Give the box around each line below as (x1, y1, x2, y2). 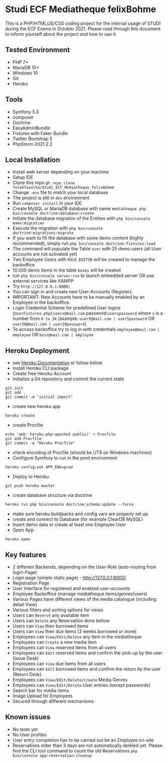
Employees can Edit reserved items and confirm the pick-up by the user (12, 650, 162, 656)
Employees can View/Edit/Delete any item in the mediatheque (12, 634, 142, 640)
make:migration (12, 221, 45, 226)
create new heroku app (12, 403, 61, 410)
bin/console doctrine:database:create (12, 211, 94, 216)
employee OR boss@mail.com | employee (12, 332, 94, 338)
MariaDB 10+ (12, 64, 39, 70)
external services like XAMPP (12, 278, 74, 284)
